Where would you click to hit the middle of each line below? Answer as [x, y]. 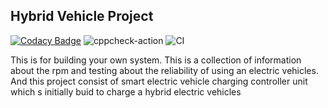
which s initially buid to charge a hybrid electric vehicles [126, 91]
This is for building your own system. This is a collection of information [156, 60]
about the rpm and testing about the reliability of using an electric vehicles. [164, 70]
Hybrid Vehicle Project [82, 16]
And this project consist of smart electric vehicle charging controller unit [159, 81]
